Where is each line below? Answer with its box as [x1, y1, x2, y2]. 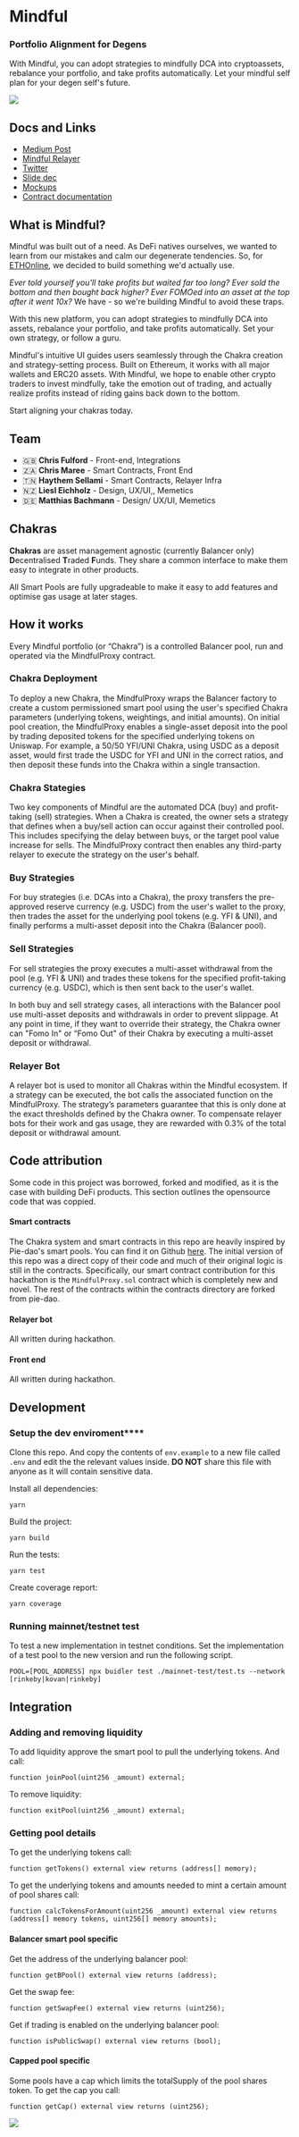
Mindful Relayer [21, 154, 80, 164]
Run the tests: [9, 1549, 61, 1561]
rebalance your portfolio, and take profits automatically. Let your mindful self [9, 68, 291, 79]
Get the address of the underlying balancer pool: [9, 1953, 189, 1964]
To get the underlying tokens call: [9, 1847, 132, 1858]
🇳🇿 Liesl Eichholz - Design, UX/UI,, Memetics [21, 484, 194, 495]
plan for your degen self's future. [9, 78, 131, 88]
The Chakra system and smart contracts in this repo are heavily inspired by [9, 1236, 286, 1248]
